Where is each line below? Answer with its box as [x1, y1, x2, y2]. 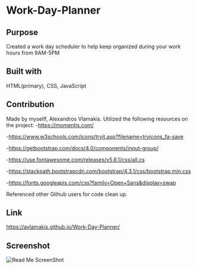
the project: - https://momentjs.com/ [6, 121, 94, 128]
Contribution [6, 99, 55, 110]
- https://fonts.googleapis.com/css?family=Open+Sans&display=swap [6, 179, 176, 186]
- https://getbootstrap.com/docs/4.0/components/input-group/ [6, 144, 159, 151]
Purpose [6, 27, 39, 37]
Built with [6, 67, 42, 77]
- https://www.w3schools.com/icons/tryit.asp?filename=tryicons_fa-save [6, 133, 184, 140]
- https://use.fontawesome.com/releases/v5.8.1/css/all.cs [6, 156, 145, 163]
